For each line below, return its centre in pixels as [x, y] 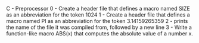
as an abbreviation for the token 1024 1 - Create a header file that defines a [98, 15]
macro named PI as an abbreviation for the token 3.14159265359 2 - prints [97, 21]
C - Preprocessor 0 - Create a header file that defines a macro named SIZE [98, 9]
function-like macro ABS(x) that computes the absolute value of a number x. [100, 34]
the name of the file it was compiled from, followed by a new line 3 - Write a [99, 27]
